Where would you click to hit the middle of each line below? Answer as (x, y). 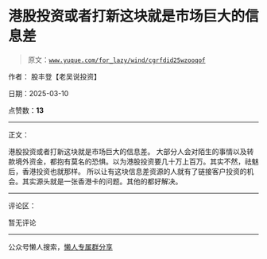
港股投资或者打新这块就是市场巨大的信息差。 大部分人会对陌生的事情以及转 (131, 151)
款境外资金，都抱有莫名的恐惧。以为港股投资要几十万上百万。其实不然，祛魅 (133, 161)
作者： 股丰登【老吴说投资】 (54, 76)
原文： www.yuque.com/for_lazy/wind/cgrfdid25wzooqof (116, 60)
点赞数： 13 (26, 110)
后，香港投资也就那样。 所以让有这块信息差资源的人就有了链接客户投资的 (128, 171)
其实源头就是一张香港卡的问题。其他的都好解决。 (102, 181)
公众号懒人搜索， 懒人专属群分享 (60, 246)
